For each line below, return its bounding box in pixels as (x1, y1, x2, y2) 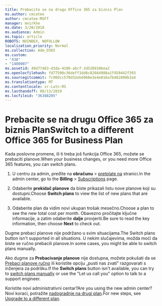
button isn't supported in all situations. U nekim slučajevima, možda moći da (5, 235, 158, 241)
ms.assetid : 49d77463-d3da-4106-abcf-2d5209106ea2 (5, 66, 110, 71)
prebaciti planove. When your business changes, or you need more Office (5, 156, 152, 162)
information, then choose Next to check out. (12, 221, 101, 227)
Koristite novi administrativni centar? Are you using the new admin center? (5, 286, 152, 291)
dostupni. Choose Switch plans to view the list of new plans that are (12, 191, 148, 196)
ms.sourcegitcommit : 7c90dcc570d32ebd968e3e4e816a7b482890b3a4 (5, 75, 136, 80)
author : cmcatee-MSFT (5, 16, 49, 21)
